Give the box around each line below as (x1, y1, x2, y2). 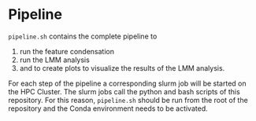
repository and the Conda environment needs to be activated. (8, 104, 208, 113)
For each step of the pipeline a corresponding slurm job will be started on (8, 79, 247, 88)
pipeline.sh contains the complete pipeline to (8, 31, 158, 41)
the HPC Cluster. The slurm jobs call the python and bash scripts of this (8, 86, 240, 96)
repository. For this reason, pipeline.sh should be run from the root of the (8, 95, 248, 104)
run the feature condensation (19, 46, 114, 56)
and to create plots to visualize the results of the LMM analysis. (19, 63, 225, 72)
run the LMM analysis (19, 55, 91, 64)
